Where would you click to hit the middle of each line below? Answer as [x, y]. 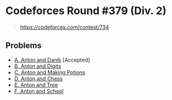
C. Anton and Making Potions [50, 72]
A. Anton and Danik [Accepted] [52, 59]
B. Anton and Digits [38, 66]
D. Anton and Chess [38, 78]
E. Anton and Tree [36, 85]
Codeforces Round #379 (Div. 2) [86, 11]
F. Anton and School [39, 91]
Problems [24, 46]
